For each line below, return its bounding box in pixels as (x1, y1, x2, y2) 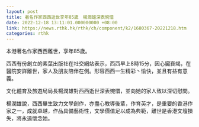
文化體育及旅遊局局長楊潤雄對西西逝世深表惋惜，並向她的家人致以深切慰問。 (6, 87, 193, 95)
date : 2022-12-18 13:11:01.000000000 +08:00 (6, 19, 118, 25)
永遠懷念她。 (21, 115, 53, 122)
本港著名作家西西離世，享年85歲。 (6, 48, 91, 55)
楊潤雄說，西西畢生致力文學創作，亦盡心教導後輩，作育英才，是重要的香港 (6, 100, 188, 107)
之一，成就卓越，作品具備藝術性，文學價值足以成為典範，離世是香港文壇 (11, 108, 188, 115)
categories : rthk (6, 31, 49, 37)
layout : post (6, 8, 38, 15)
